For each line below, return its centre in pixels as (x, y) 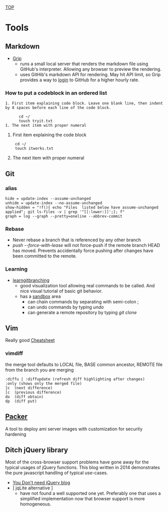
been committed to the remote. (45, 256)
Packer (16, 417)
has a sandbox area (40, 296)
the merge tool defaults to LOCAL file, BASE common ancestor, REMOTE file (84, 364)
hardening (16, 434)
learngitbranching (31, 280)
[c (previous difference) (33, 392)
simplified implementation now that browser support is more (82, 499)
